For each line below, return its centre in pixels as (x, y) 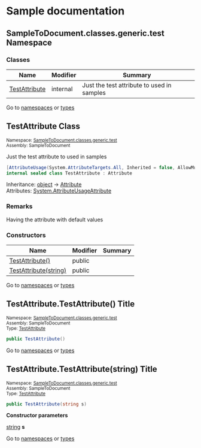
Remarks (19, 206)
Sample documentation (66, 11)
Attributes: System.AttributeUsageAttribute (59, 191)
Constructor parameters (37, 416)
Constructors (26, 235)
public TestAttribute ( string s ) (46, 404)
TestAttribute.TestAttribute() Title (71, 304)
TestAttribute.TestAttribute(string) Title (82, 369)
